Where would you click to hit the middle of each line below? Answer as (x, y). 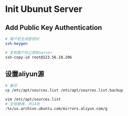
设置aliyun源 (25, 74)
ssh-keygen (16, 43)
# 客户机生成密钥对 (22, 39)
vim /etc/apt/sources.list (33, 100)
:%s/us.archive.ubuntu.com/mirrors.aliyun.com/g (56, 109)
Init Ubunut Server (44, 9)
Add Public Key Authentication (54, 28)
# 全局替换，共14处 (23, 104)
